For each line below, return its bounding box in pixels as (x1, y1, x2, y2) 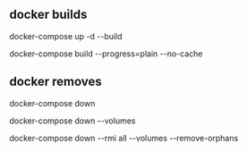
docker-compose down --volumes (9, 115, 136, 126)
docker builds (9, 7, 88, 22)
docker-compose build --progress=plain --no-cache (9, 48, 203, 59)
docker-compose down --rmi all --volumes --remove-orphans (9, 132, 239, 143)
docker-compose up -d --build (9, 30, 123, 41)
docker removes (9, 74, 102, 89)
